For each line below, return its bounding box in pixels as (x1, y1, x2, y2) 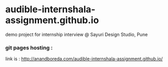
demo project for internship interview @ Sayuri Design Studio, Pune (5, 31, 148, 37)
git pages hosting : (5, 44, 53, 51)
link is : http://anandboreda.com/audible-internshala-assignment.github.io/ (5, 56, 163, 62)
